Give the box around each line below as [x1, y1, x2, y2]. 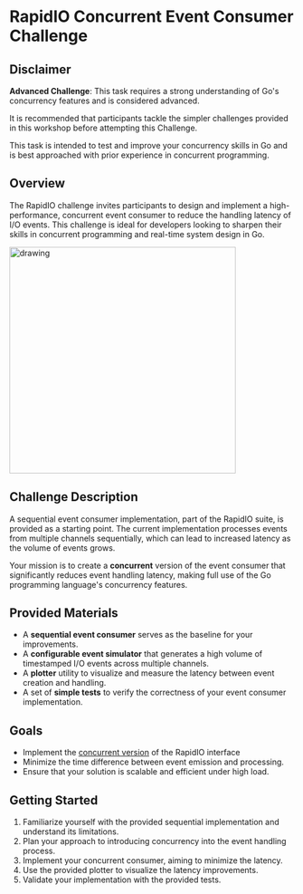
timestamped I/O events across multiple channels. [22, 658, 210, 669]
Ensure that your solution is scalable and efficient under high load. [22, 766, 270, 777]
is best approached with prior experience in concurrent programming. [9, 149, 270, 160]
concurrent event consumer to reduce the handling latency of [62, 209, 291, 220]
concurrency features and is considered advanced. [9, 95, 201, 106]
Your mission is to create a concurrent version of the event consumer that [9, 560, 287, 571]
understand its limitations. [22, 826, 119, 837]
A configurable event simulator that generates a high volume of [22, 649, 263, 659]
